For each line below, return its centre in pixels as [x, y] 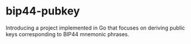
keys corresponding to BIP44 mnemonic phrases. [68, 34]
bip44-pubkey [43, 11]
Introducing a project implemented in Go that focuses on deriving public [95, 28]
